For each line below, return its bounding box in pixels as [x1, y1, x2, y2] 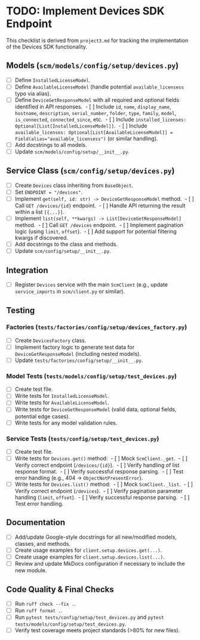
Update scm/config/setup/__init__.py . [14, 247, 112, 255]
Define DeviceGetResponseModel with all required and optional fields [14, 96, 180, 103]
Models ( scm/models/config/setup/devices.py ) [6, 61, 179, 71]
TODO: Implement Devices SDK [6, 4, 165, 18]
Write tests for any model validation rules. [14, 419, 118, 426]
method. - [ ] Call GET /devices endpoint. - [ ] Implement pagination [14, 222, 184, 229]
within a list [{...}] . [14, 209, 64, 216]
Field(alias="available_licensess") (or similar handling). [14, 135, 158, 142]
